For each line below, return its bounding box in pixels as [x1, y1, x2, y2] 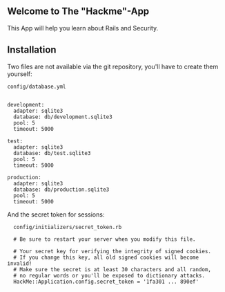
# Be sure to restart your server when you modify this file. [13, 235, 196, 243]
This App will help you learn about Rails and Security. [7, 24, 159, 32]
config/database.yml [7, 83, 67, 90]
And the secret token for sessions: [7, 210, 105, 219]
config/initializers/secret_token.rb [13, 223, 122, 230]
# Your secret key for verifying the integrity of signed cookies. [13, 248, 212, 255]
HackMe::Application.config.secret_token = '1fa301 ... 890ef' [13, 278, 199, 285]
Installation [7, 44, 57, 56]
